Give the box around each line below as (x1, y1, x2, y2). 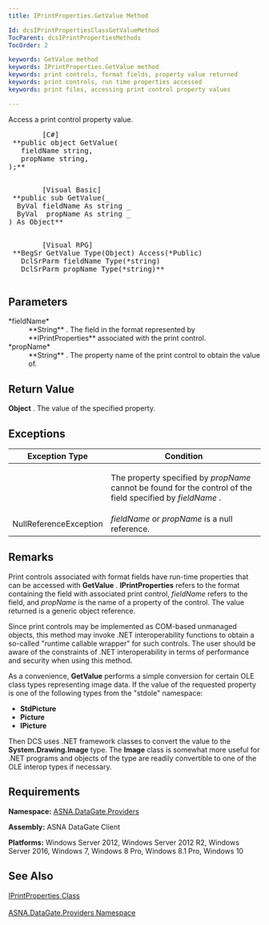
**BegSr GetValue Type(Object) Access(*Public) (12, 248, 203, 258)
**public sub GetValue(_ (12, 193, 110, 202)
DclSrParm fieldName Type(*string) (21, 256, 161, 266)
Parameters (8, 295, 68, 309)
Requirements (8, 785, 80, 799)
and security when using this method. (8, 655, 133, 665)
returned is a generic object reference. (8, 606, 136, 615)
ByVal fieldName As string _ (16, 201, 131, 210)
